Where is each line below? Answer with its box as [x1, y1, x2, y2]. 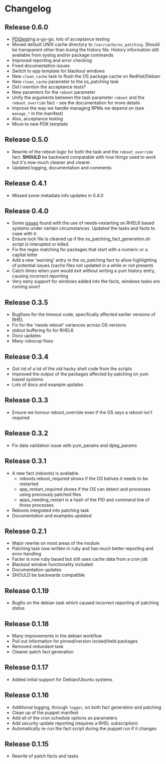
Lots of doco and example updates [11, 382, 84, 387]
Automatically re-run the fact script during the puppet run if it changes [11, 725, 157, 732]
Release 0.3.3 [4, 396, 48, 404]
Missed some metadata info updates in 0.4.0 [11, 192, 104, 198]
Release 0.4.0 [4, 207, 49, 215]
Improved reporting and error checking [11, 57, 92, 63]
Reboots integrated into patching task [11, 507, 89, 513]
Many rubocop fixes [11, 338, 53, 344]
